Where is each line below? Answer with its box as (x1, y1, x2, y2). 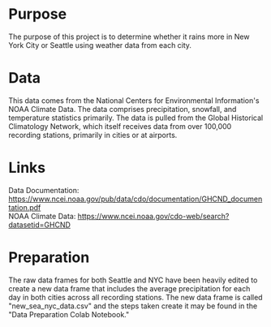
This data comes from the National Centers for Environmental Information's (8, 95, 260, 105)
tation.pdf (8, 202, 41, 212)
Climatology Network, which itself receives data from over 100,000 (8, 121, 232, 131)
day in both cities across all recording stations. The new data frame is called (8, 292, 263, 302)
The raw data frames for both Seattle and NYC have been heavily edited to (8, 275, 258, 285)
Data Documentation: (8, 185, 80, 195)
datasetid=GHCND (8, 220, 71, 230)
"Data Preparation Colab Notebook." (8, 309, 130, 319)
